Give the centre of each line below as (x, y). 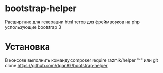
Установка (28, 47)
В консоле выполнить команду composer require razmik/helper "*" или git (81, 60)
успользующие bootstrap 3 (33, 27)
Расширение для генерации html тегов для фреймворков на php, (73, 22)
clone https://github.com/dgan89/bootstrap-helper (56, 65)
